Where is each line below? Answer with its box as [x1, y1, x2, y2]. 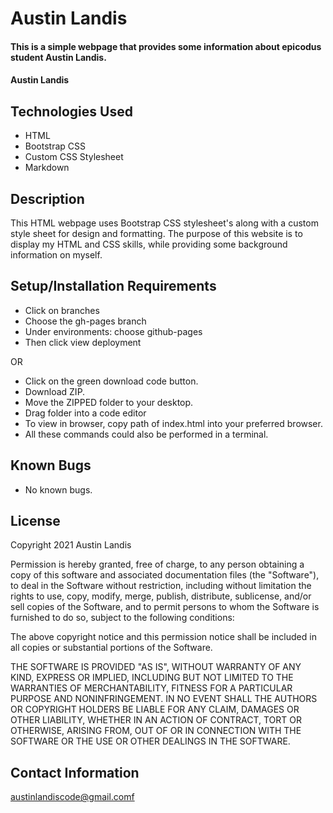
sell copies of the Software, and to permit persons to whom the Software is [10, 601, 320, 613]
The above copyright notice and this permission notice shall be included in [10, 631, 317, 643]
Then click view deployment [24, 336, 142, 348]
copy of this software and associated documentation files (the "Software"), [10, 569, 320, 581]
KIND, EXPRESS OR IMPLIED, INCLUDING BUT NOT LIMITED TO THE [10, 672, 294, 684]
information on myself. [10, 249, 103, 261]
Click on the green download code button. [24, 375, 199, 387]
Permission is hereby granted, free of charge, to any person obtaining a [10, 558, 305, 571]
